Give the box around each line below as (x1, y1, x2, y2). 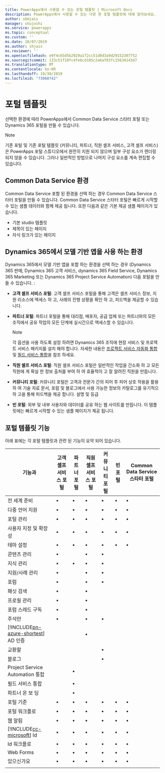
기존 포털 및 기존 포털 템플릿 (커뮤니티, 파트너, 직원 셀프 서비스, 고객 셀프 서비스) (5, 142, 159, 148)
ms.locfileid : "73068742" (5, 76, 58, 81)
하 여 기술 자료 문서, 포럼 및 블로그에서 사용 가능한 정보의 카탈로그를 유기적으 (12, 385, 159, 391)
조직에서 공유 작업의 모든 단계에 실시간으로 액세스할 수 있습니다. (12, 319, 134, 325)
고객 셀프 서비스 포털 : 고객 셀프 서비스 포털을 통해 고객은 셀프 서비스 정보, (12, 290, 152, 296)
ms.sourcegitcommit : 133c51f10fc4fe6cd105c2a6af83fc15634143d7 (5, 58, 137, 63)
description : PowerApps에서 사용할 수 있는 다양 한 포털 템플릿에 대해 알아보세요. (5, 12, 156, 17)
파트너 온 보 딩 (7, 690, 39, 697)
